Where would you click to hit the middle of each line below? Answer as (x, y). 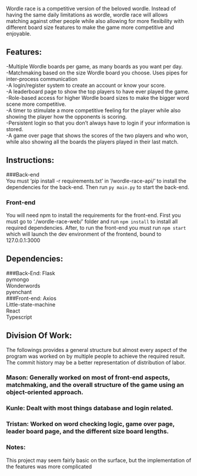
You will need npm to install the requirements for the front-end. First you (94, 215)
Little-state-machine (31, 304)
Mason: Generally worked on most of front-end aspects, (88, 377)
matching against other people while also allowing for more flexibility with (95, 21)
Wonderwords (23, 285)
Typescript (19, 317)
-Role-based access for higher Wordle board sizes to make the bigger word (98, 97)
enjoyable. (19, 34)
